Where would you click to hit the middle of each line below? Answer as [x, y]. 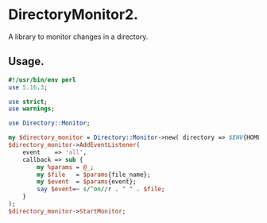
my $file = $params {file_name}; [94, 175]
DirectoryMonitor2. [74, 15]
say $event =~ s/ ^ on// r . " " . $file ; [101, 189]
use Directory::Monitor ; [49, 123]
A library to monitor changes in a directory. [78, 37]
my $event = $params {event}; [87, 182]
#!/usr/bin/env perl [43, 80]
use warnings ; [32, 109]
